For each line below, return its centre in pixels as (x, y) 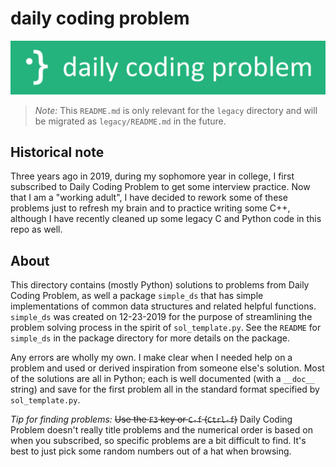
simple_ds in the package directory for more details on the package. (150, 338)
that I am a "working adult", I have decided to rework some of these (149, 198)
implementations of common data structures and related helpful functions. (163, 306)
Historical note (57, 152)
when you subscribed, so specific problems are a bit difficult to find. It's (158, 441)
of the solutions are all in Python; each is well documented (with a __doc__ (162, 379)
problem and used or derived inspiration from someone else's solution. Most (167, 368)
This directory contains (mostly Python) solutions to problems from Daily (160, 285)
